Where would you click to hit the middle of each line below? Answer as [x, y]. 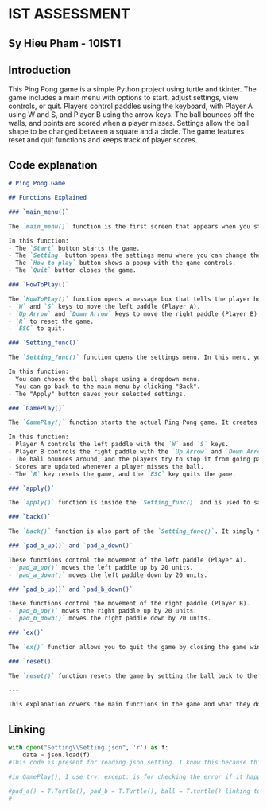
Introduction [40, 70]
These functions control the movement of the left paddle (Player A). [128, 560]
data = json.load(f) [56, 755]
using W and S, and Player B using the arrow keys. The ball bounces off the [132, 115]
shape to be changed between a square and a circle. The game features [126, 131]
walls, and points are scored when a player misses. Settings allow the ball [128, 123]
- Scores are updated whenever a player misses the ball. [106, 466]
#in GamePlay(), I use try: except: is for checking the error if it [126, 776]
